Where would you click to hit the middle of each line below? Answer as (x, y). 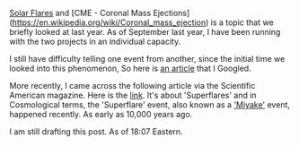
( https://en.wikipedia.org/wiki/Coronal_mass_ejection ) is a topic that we (141, 22)
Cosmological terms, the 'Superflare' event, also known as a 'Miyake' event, (149, 105)
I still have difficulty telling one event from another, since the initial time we (147, 59)
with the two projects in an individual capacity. (95, 41)
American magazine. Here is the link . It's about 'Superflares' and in (133, 95)
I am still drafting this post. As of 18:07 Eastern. (96, 132)
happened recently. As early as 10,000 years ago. (101, 114)
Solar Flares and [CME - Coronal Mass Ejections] (100, 13)
